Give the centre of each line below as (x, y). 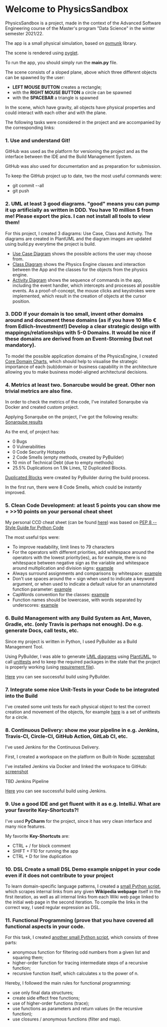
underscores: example (35, 605)
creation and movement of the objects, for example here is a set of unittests (83, 712)
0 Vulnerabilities (29, 447)
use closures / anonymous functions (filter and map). (67, 1019)
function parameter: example (42, 589)
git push (21, 191)
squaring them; (28, 958)
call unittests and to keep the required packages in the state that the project (83, 661)
